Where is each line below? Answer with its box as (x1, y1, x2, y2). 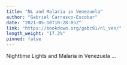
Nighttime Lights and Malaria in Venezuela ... (6, 53, 117, 59)
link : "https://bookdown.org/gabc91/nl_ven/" (6, 25, 122, 31)
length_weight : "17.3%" (6, 31, 66, 37)
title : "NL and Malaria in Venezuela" (6, 8, 103, 15)
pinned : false (6, 36, 42, 42)
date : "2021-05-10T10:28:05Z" (6, 19, 82, 25)
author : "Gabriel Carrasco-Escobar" (6, 14, 98, 20)
